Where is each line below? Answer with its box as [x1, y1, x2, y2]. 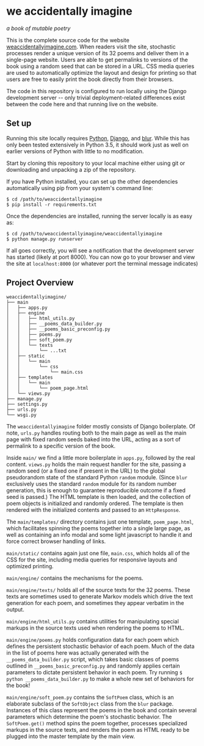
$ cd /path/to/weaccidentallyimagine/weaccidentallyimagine [6, 230, 163, 237]
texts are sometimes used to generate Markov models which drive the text [6, 593, 194, 600]
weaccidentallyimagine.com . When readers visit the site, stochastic [6, 43, 176, 50]
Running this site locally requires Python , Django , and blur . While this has [6, 134, 190, 142]
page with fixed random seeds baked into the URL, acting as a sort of [6, 435, 181, 443]
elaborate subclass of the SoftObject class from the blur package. [6, 700, 174, 707]
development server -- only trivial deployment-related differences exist [6, 94, 185, 101]
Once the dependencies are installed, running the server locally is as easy [6, 212, 192, 219]
